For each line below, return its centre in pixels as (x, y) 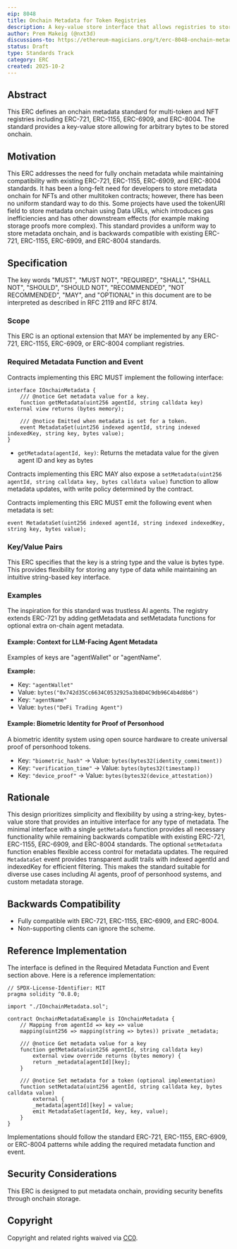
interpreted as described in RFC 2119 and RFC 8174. (82, 303)
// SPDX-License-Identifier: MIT (56, 988)
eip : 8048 (22, 14)
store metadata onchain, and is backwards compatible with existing (105, 233)
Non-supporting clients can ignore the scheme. (86, 929)
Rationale (29, 798)
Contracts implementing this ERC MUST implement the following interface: (116, 377)
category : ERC (28, 60)
